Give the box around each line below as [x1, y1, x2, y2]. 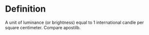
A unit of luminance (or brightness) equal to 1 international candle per [5, 19, 144, 25]
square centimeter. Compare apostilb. [5, 24, 81, 30]
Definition [5, 3, 46, 15]
